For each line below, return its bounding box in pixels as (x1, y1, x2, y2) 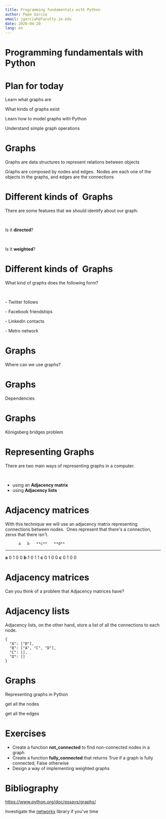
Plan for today (5, 80, 64, 92)
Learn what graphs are (5, 97, 51, 103)
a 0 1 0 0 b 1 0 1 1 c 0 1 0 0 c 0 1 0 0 (5, 554, 77, 560)
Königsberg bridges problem (5, 429, 63, 435)
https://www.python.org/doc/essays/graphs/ (5, 799, 96, 805)
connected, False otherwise (12, 760, 69, 766)
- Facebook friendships (5, 309, 53, 315)
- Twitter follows (5, 299, 39, 305)
